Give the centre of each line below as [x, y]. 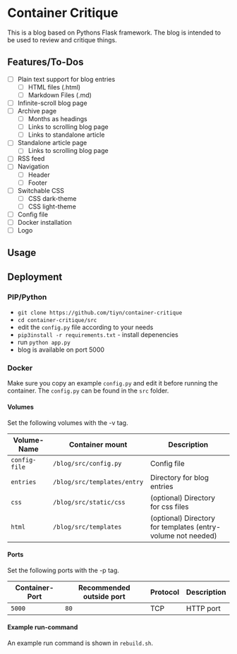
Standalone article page [52, 143]
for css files [170, 507]
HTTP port [203, 608]
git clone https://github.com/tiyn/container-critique [100, 313]
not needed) [196, 536]
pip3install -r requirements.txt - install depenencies [98, 335]
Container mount [98, 444]
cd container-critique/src [57, 321]
